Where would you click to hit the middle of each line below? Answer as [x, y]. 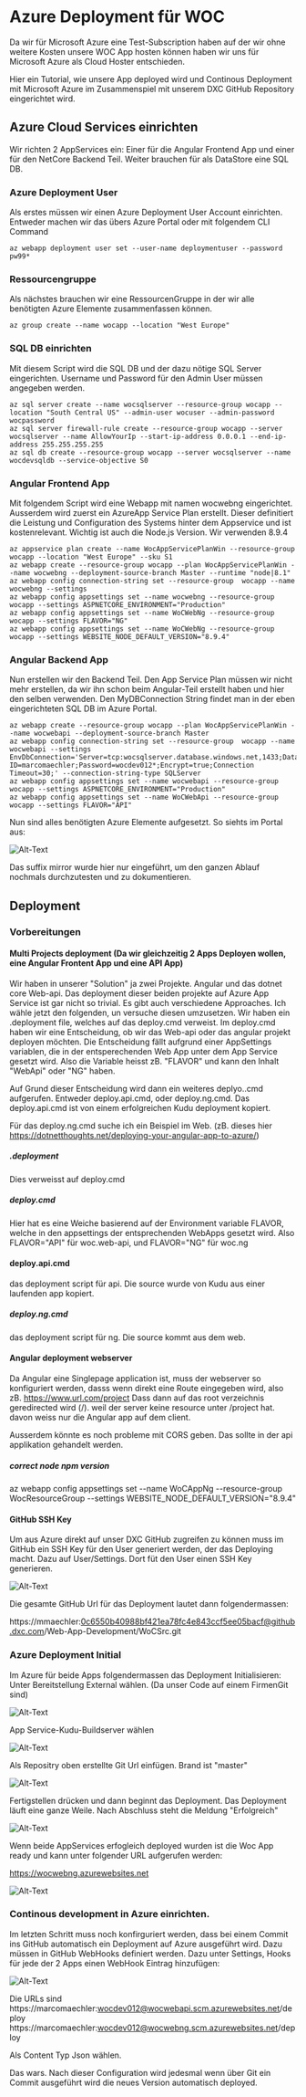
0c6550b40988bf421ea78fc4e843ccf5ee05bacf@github [188, 1621]
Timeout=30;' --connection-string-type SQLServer [106, 773]
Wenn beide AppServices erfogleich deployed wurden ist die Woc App [142, 1845]
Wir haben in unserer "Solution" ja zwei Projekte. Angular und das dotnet [146, 983]
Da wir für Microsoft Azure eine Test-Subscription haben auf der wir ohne [148, 42]
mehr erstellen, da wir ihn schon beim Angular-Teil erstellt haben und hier [147, 689]
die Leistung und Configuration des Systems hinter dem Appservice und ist [150, 522]
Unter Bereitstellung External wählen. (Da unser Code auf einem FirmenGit [149, 1684]
